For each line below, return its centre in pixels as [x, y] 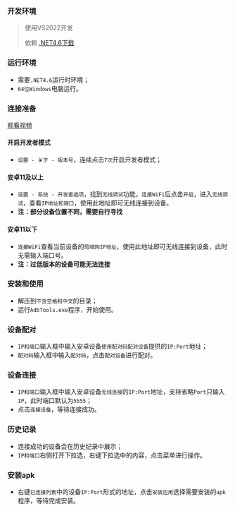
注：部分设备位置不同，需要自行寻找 [70, 212]
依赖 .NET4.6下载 [49, 43]
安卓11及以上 [26, 177]
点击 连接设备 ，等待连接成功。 [59, 409]
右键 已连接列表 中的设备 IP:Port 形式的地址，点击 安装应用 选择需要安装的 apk [122, 491]
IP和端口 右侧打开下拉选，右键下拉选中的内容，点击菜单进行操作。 [112, 455]
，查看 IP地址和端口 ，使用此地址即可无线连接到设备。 [98, 203]
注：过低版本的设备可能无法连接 [64, 264]
